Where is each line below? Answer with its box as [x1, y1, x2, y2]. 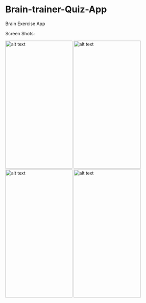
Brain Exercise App [5, 20, 45, 27]
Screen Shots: [5, 30, 35, 36]
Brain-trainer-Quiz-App [5, 4, 107, 15]
